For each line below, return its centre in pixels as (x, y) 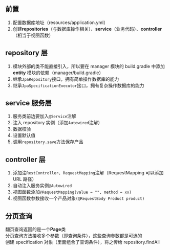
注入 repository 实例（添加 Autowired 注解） (58, 123)
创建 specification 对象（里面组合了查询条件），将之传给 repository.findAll (82, 242)
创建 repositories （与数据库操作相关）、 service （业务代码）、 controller (87, 29)
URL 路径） (25, 179)
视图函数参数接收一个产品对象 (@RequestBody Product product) (79, 198)
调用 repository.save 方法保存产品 (48, 142)
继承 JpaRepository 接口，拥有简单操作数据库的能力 (66, 79)
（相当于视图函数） (33, 35)
